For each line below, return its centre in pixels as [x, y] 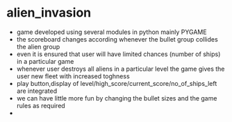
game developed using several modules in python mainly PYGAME [111, 32]
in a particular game [45, 61]
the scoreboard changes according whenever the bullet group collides [117, 39]
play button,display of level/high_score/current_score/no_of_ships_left [117, 83]
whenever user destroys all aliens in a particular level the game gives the [121, 69]
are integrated [36, 91]
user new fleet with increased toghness [73, 76]
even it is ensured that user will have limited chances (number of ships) [118, 54]
